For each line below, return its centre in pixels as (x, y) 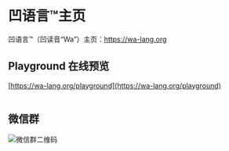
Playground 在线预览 (59, 66)
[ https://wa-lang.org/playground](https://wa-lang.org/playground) (115, 85)
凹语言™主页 (47, 16)
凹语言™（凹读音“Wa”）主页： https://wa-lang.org (87, 39)
